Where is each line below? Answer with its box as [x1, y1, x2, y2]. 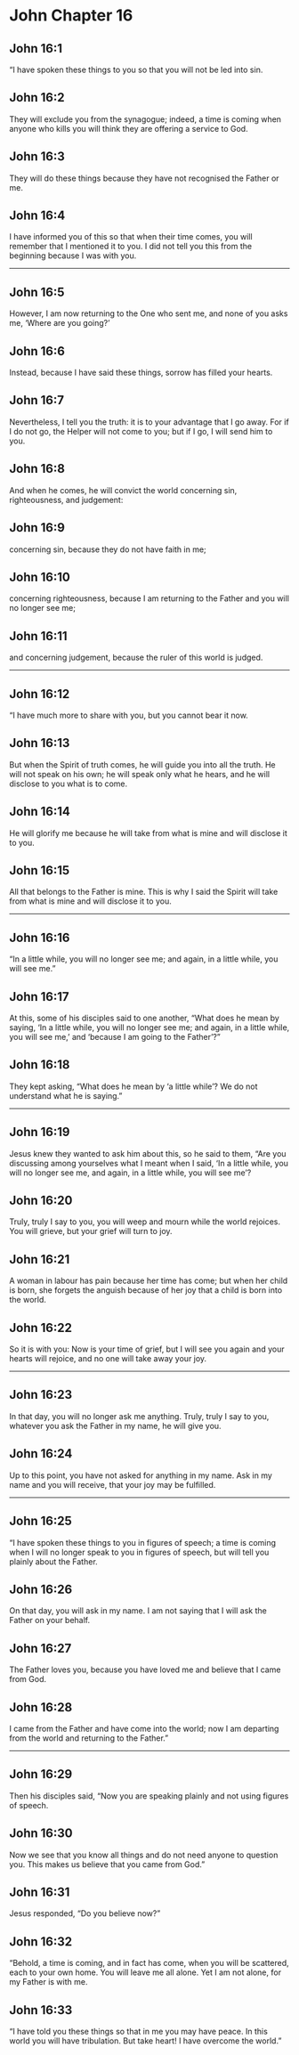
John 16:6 [9, 344, 65, 359]
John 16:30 [9, 1826, 73, 1841]
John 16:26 [9, 1581, 73, 1596]
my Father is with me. [9, 1977, 88, 1987]
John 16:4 [9, 208, 66, 223]
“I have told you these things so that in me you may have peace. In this [9, 2027, 269, 2036]
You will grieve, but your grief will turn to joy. [9, 1226, 173, 1237]
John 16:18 [9, 1057, 70, 1073]
